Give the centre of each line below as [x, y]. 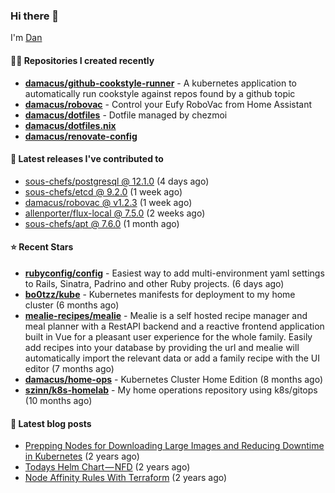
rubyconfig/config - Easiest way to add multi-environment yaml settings [174, 273]
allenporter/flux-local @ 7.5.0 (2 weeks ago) [115, 213]
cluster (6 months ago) [72, 305]
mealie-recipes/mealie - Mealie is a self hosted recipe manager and [166, 315]
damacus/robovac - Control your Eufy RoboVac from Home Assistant [168, 104]
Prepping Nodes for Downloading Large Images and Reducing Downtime [174, 446]
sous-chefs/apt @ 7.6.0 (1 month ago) [102, 223]
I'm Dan [26, 38]
